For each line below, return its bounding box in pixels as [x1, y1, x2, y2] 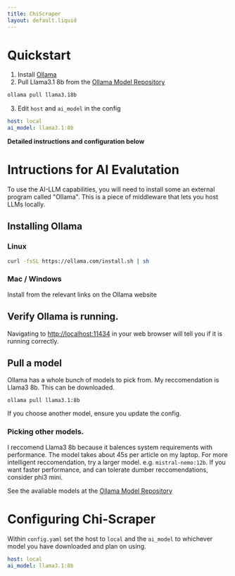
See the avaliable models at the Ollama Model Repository [7, 487, 173, 495]
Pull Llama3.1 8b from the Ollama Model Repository [17, 78, 165, 87]
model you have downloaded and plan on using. [7, 541, 146, 550]
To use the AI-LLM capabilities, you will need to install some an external [7, 185, 215, 194]
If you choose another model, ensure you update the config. [7, 409, 182, 418]
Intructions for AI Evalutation [7, 162, 179, 178]
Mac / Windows [7, 274, 62, 284]
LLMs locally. [7, 200, 46, 208]
